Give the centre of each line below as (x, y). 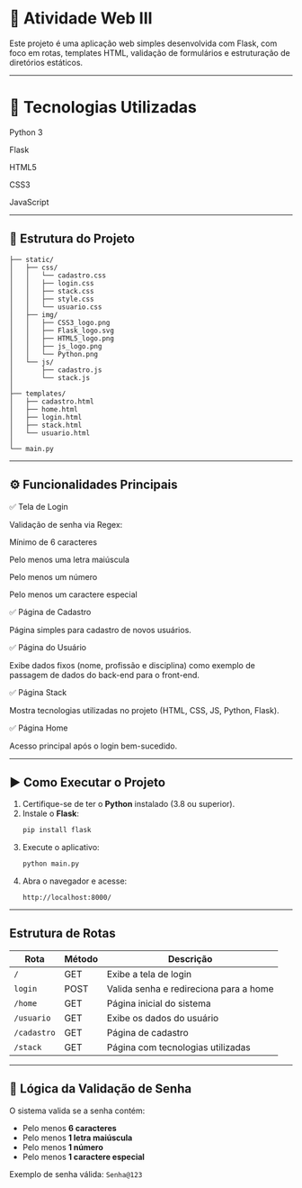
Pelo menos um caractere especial (73, 594)
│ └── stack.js (50, 377)
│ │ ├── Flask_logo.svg (62, 331)
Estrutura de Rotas (62, 934)
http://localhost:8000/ (67, 898)
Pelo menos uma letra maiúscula (70, 559)
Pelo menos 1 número (62, 1147)
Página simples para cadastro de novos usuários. (100, 630)
